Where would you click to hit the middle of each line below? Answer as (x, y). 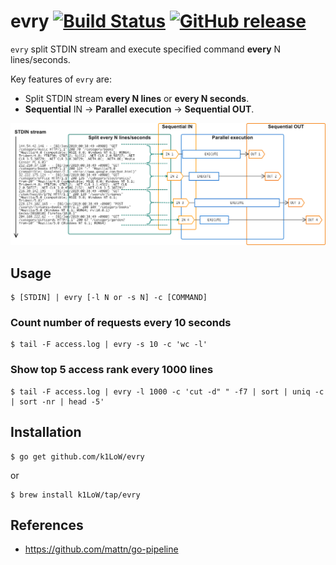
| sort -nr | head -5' (57, 401)
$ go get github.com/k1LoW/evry (77, 456)
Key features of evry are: (61, 79)
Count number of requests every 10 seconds (121, 323)
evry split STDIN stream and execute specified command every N (146, 49)
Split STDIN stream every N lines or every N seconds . (137, 98)
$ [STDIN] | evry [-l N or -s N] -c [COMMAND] (109, 298)
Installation (46, 432)
